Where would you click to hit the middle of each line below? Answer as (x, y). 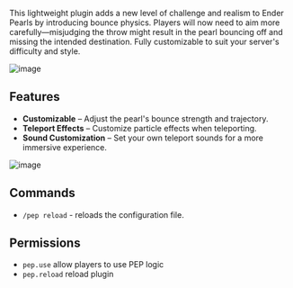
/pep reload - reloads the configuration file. (103, 214)
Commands (43, 193)
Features (35, 97)
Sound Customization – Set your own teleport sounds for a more (142, 138)
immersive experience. (65, 147)
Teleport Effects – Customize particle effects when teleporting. (140, 128)
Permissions (45, 243)
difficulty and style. (45, 51)
